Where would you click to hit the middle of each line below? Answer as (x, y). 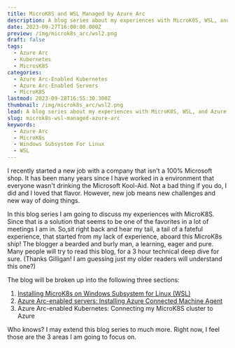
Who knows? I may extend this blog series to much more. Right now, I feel (114, 329)
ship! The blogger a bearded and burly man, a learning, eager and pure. (111, 244)
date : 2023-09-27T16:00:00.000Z (54, 27)
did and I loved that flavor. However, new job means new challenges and (111, 193)
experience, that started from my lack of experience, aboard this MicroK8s (115, 236)
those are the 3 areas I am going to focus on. (72, 337)
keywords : (22, 125)
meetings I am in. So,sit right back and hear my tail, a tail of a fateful (105, 229)
